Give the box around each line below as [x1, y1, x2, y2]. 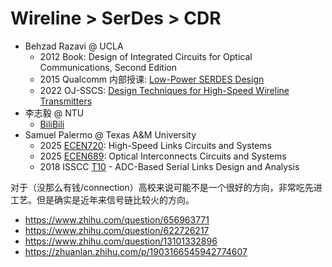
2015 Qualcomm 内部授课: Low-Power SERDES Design [39, 73, 265, 85]
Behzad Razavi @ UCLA [24, 40, 124, 52]
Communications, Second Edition [39, 61, 178, 73]
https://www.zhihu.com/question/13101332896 [24, 235, 218, 247]
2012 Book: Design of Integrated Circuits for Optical [39, 50, 253, 62]
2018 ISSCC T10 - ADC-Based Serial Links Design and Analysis [39, 160, 300, 172]
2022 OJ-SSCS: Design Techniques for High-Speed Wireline [39, 84, 290, 96]
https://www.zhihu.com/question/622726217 [24, 224, 210, 236]
